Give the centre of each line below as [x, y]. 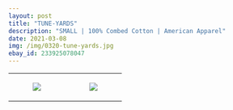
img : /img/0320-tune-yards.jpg [61, 46]
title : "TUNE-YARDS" [43, 23]
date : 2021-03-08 [38, 38]
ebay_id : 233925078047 [47, 53]
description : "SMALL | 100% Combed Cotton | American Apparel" [117, 31]
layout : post [30, 16]
